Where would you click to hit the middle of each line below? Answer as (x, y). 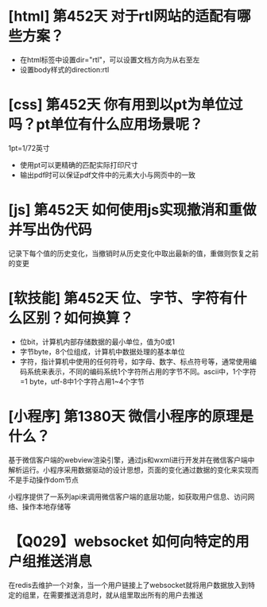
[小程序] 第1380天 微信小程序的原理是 (131, 416)
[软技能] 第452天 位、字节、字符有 (121, 298)
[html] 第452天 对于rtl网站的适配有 (123, 16)
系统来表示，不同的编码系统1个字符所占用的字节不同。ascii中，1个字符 (141, 371)
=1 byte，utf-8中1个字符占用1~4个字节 (82, 381)
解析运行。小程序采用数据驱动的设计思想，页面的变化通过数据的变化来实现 (130, 470)
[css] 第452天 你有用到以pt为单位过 (126, 105)
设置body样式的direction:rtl (64, 69)
